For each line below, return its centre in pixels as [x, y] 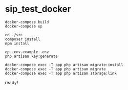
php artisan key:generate [31, 56]
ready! [11, 82]
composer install [23, 39]
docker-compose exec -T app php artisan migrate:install [64, 65]
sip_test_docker [38, 9]
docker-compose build [27, 22]
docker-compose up [24, 26]
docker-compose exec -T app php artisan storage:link [61, 73]
